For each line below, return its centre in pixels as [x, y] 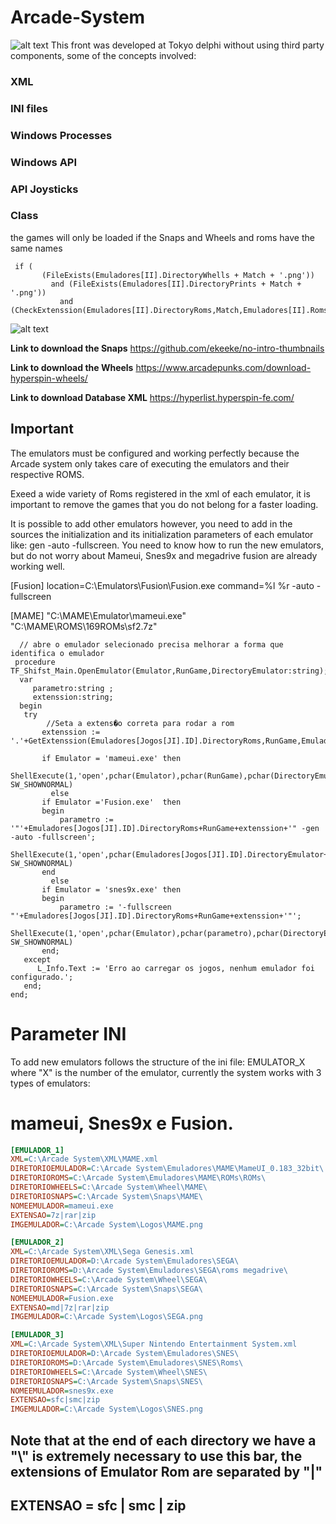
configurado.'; [42, 977]
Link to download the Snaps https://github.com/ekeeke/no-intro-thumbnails [167, 348]
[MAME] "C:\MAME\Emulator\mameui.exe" [98, 615]
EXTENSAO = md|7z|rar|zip [60, 1307]
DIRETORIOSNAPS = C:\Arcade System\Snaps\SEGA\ [106, 1289]
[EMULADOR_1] [37, 1150]
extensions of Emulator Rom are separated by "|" [166, 1471]
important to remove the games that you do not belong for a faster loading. [164, 504]
